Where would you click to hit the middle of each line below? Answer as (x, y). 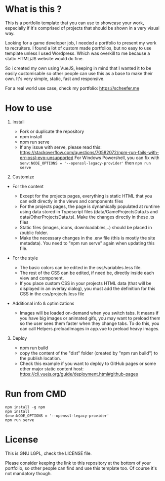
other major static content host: (52, 368)
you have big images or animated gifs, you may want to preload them (90, 318)
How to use (29, 108)
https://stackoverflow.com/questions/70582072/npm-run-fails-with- (89, 152)
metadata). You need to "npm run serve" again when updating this (87, 243)
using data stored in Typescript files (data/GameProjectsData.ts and (89, 211)
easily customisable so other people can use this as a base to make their (79, 73)
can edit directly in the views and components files (71, 201)
